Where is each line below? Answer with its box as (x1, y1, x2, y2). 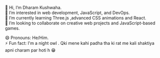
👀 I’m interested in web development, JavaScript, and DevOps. (5, 10, 130, 16)
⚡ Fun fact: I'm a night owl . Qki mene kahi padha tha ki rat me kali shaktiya (5, 40, 155, 46)
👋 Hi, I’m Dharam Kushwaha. (5, 5, 62, 10)
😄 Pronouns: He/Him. (5, 35, 49, 40)
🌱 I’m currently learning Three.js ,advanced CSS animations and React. (5, 15, 146, 20)
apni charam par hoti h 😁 (5, 47, 56, 53)
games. (5, 25, 20, 31)
